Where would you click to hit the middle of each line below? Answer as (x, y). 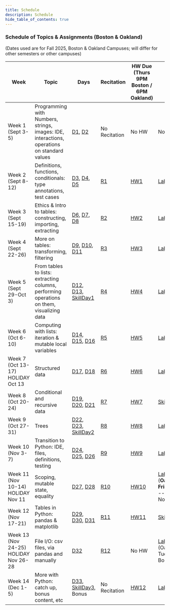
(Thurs (142, 73)
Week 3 (17, 211)
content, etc (49, 600)
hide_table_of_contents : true (37, 19)
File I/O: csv (49, 541)
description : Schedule (29, 15)
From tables (49, 266)
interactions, (49, 138)
